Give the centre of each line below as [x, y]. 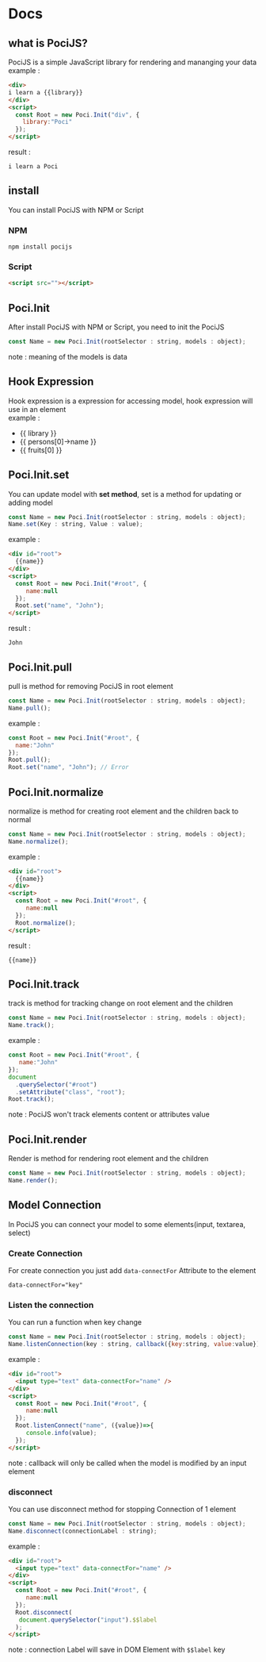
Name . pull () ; [30, 708]
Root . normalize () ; [46, 923]
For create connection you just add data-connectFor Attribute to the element [132, 1270]
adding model [30, 502]
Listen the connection [51, 1305]
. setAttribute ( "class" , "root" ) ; [70, 1092]
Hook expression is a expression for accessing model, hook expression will [131, 401]
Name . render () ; [33, 1180]
